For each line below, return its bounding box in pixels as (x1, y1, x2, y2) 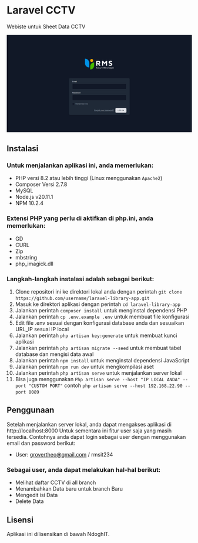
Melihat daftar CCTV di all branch (15, 479, 96, 486)
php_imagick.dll (15, 260, 53, 267)
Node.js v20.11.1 (15, 194, 53, 201)
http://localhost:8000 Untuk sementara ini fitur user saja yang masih (6, 427, 172, 434)
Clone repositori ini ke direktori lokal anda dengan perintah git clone (15, 288, 183, 295)
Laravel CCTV (6, 4, 76, 17)
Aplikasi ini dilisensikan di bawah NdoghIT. (6, 530, 110, 537)
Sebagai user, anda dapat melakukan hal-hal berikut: (6, 465, 161, 474)
